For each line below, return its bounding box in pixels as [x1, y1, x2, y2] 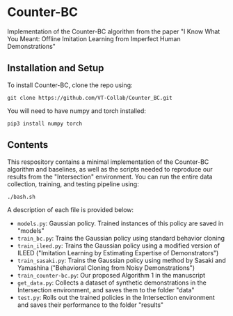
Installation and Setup [7, 62, 104, 74]
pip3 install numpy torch [7, 120, 82, 127]
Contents [7, 139, 49, 151]
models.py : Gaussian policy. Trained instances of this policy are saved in [17, 219, 224, 227]
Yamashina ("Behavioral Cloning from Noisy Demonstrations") [17, 263, 195, 272]
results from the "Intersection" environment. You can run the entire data [7, 172, 213, 181]
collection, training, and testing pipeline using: [7, 179, 139, 188]
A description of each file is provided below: [7, 205, 134, 213]
